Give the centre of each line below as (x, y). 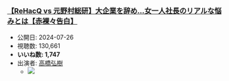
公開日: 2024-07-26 (45, 37)
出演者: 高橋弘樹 (40, 63)
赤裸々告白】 (56, 21)
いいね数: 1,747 (38, 55)
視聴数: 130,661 (38, 46)
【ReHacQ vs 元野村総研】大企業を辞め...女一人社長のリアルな (111, 10)
